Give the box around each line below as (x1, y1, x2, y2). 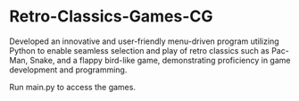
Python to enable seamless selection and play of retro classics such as (9, 45, 270, 55)
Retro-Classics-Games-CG (9, 6, 213, 27)
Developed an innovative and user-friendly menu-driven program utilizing (9, 36, 279, 46)
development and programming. (9, 64, 128, 75)
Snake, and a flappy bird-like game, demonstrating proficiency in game (29, 55, 291, 65)
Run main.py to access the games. (9, 81, 137, 92)
